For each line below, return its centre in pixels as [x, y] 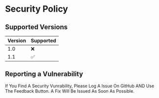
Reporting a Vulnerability [44, 74]
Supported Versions [36, 27]
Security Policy [37, 9]
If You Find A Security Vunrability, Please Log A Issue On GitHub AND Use [80, 86]
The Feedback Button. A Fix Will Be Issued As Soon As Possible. [70, 91]
